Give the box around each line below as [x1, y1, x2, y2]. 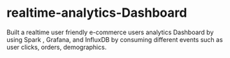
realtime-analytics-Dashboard [6, 5, 187, 21]
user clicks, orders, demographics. [6, 43, 107, 51]
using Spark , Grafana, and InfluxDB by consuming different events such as [6, 35, 223, 43]
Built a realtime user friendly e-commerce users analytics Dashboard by [6, 28, 214, 36]
